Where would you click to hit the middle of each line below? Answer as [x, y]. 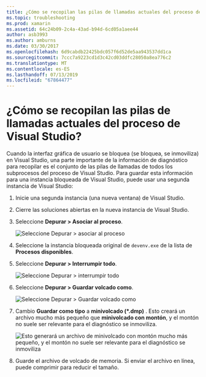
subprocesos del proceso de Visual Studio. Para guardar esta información [100, 173]
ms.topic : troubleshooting [41, 18]
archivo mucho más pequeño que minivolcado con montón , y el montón [107, 318]
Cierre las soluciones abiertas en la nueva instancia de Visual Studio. [102, 210]
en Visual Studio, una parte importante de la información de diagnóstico [97, 160]
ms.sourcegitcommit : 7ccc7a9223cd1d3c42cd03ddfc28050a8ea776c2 [89, 58]
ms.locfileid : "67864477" [39, 80]
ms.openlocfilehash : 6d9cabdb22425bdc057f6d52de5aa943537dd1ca [89, 52]
